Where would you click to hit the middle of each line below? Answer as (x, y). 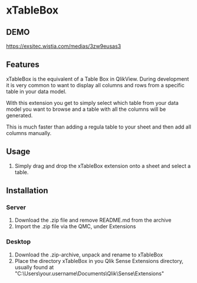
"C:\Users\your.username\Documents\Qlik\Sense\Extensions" (89, 273)
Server (16, 207)
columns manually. (29, 133)
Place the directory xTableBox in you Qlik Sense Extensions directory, (99, 261)
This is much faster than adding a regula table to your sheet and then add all (99, 127)
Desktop (19, 242)
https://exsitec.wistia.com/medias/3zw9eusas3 (64, 46)
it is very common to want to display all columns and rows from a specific (95, 85)
